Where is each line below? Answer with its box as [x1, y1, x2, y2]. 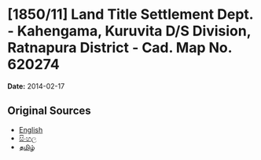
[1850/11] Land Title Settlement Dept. [7, 5, 254, 24]
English [18, 125, 43, 134]
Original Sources [7, 104, 91, 118]
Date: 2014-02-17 [7, 81, 65, 91]
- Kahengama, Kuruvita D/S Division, [7, 22, 252, 40]
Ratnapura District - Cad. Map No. [7, 39, 233, 56]
